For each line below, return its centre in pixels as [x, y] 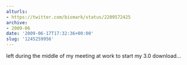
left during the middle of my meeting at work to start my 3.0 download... [94, 56]
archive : [17, 22]
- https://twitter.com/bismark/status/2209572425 [69, 17]
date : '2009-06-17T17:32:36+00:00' [50, 34]
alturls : [17, 12]
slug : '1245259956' [30, 39]
